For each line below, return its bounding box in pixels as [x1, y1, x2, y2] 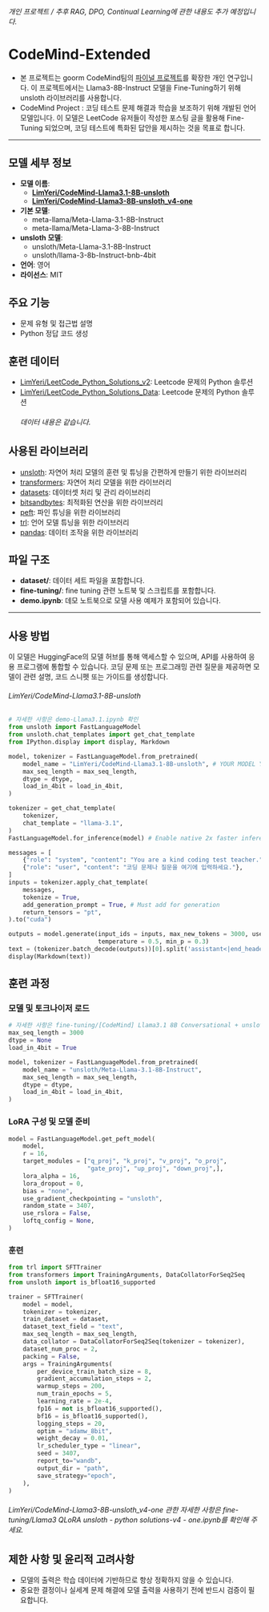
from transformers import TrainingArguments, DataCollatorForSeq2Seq [8, 1271, 246, 1279]
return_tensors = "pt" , [22, 908, 102, 917]
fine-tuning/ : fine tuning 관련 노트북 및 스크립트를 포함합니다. [19, 585, 216, 596]
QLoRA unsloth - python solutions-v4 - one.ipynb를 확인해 [58, 1515, 250, 1525]
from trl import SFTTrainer [8, 1263, 102, 1272]
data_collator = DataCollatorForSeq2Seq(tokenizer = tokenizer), [22, 1338, 246, 1346]
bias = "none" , [22, 1187, 74, 1195]
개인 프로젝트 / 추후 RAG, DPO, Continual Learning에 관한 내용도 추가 [8, 6, 228, 16]
